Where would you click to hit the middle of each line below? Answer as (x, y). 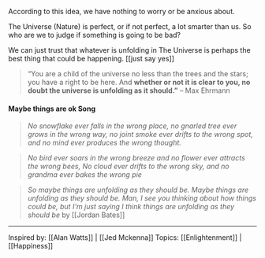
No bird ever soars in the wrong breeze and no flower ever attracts (136, 158)
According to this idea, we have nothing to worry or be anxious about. (121, 11)
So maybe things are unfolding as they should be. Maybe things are (138, 190)
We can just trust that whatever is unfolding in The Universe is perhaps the (129, 50)
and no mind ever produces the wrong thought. (104, 143)
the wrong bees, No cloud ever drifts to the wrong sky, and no (129, 166)
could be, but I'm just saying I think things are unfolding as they (131, 207)
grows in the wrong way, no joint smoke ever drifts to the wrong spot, (140, 135)
